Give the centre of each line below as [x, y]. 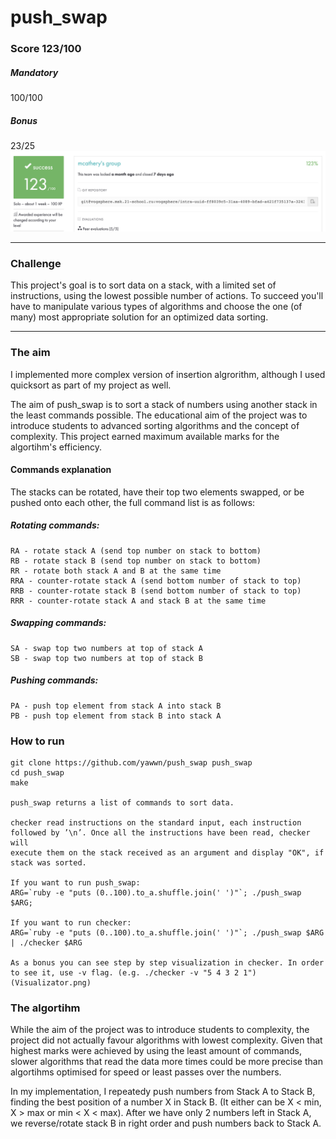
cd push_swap [37, 773]
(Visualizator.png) [51, 983]
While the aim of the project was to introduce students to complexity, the [160, 1030]
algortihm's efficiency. [56, 447]
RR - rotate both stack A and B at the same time [116, 571]
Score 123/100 [46, 49]
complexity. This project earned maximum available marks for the [145, 436]
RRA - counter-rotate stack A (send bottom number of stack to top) [156, 581]
